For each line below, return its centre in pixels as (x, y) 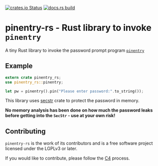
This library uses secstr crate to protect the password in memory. (72, 101)
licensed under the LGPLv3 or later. (41, 149)
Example (19, 66)
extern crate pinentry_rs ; (33, 77)
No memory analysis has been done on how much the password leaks (79, 110)
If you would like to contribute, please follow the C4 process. (68, 158)
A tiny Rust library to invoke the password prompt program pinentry (75, 50)
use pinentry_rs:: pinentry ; (34, 82)
